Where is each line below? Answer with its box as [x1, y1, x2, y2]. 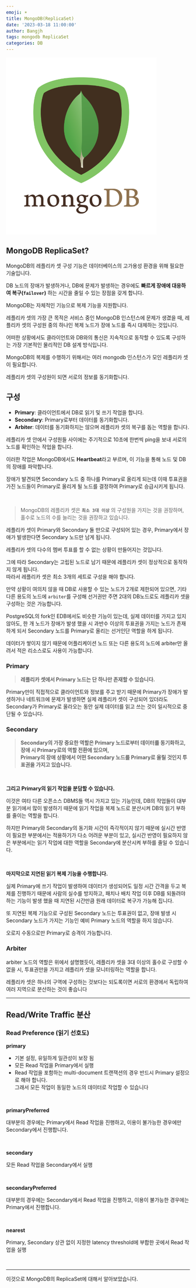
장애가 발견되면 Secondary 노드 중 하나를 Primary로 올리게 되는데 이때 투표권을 [6, 475, 188, 482]
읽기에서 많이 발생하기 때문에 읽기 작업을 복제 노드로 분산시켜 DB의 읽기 [12, 805, 175, 812]
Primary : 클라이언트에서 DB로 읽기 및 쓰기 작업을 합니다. [14, 408, 144, 415]
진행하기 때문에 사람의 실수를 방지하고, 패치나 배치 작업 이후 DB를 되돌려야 [16, 890, 185, 897]
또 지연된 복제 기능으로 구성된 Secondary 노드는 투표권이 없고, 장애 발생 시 [6, 910, 177, 917]
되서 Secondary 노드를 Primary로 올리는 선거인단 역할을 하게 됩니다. [16, 627, 174, 634]
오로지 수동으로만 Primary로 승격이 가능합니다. [6, 929, 112, 936]
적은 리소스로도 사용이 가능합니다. [16, 647, 93, 654]
